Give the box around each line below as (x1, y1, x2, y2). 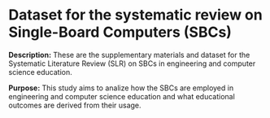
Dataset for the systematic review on (8, 6, 263, 24)
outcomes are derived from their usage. (8, 100, 142, 110)
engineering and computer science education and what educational (8, 91, 236, 101)
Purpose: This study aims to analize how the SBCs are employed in (8, 83, 234, 93)
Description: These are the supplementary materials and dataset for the (8, 50, 250, 59)
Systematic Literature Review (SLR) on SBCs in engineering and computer (8, 59, 256, 68)
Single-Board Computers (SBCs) (8, 23, 232, 42)
